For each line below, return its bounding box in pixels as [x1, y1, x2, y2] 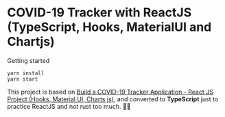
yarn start [7, 75, 38, 83]
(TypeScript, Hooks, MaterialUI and [7, 19, 212, 35]
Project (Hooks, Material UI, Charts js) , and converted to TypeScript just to [7, 94, 219, 103]
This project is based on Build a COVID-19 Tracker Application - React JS [7, 88, 214, 96]
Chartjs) [7, 34, 55, 49]
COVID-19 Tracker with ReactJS [7, 5, 192, 21]
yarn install [7, 70, 45, 77]
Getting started [7, 56, 50, 64]
